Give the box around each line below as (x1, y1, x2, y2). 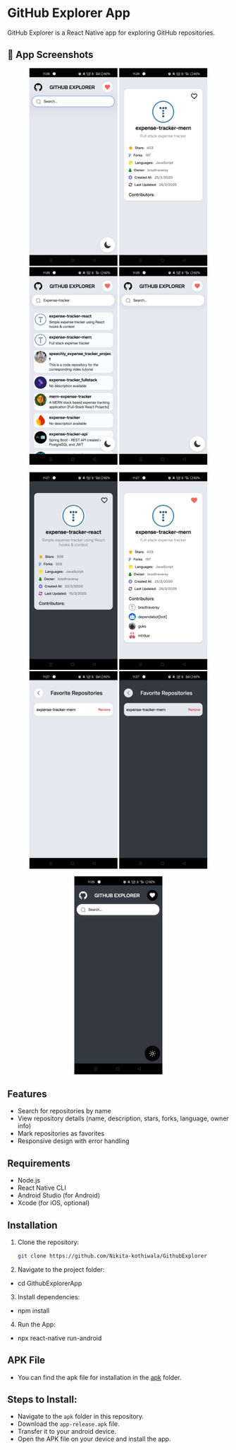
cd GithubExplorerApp (17, 1279, 82, 1287)
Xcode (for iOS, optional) (17, 1199, 90, 1207)
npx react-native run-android (17, 1333, 102, 1342)
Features (7, 1088, 47, 1100)
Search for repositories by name (17, 1107, 111, 1115)
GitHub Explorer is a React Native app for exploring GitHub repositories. (7, 28, 216, 37)
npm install (17, 1306, 50, 1315)
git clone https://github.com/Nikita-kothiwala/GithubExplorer (17, 1252, 208, 1260)
